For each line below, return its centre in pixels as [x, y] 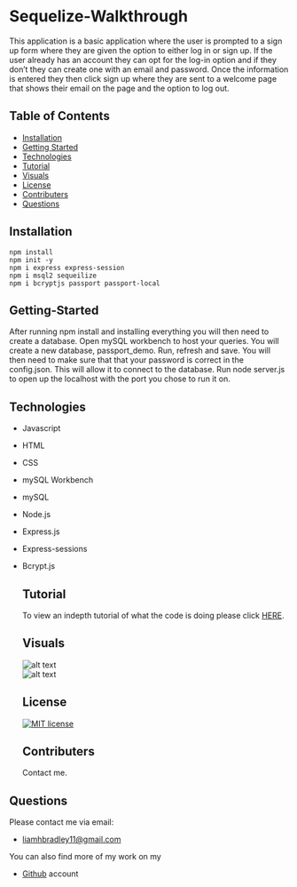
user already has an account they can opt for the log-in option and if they [143, 60]
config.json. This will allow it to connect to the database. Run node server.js [147, 370]
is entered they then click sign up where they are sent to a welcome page [143, 78]
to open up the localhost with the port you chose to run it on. [120, 379]
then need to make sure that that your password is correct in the [126, 360]
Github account [50, 874]
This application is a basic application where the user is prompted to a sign [146, 41]
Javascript [41, 428]
